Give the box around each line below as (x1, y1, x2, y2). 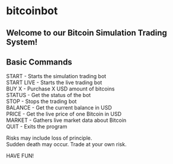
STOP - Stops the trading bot (6, 98, 77, 105)
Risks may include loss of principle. (6, 134, 92, 142)
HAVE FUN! (6, 152, 34, 159)
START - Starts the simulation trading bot (6, 73, 107, 80)
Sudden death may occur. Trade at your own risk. (6, 141, 127, 148)
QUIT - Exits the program (6, 123, 68, 130)
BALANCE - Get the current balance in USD (6, 104, 113, 111)
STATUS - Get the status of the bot (6, 92, 91, 99)
